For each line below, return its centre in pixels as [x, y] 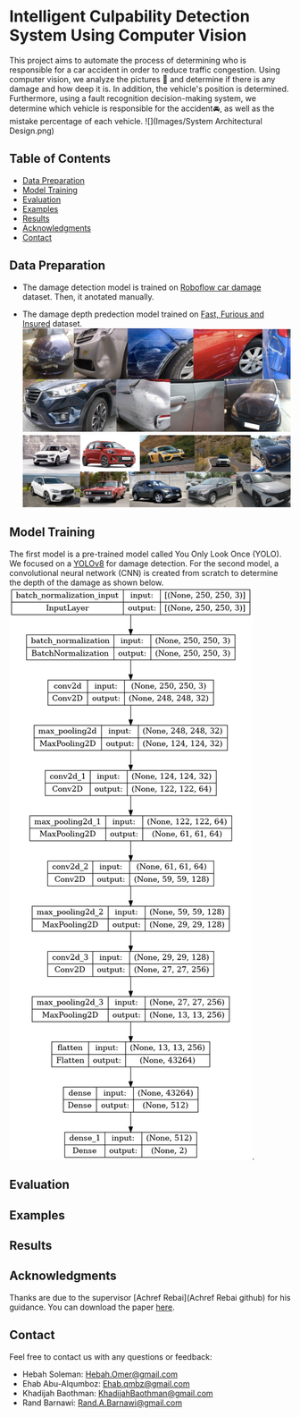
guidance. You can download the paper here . [92, 1307]
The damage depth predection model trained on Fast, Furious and [143, 314]
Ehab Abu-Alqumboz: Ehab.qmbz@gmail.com [106, 1383]
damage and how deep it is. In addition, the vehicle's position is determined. [149, 89]
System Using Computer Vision [128, 35]
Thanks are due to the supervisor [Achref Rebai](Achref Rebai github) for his [150, 1297]
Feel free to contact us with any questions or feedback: [111, 1356]
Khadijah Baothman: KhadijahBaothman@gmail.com [117, 1393]
